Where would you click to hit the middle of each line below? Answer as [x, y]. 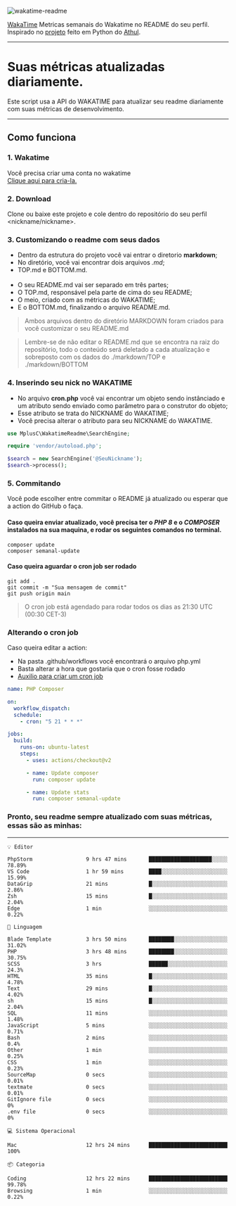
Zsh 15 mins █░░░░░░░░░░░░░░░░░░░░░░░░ [118, 896]
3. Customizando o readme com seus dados [84, 239]
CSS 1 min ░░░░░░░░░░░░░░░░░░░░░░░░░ [118, 1062]
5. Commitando [34, 483]
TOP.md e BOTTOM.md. [52, 270]
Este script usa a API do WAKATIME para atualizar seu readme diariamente [115, 101]
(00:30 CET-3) [45, 614]
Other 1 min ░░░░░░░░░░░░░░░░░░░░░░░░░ [118, 1050]
